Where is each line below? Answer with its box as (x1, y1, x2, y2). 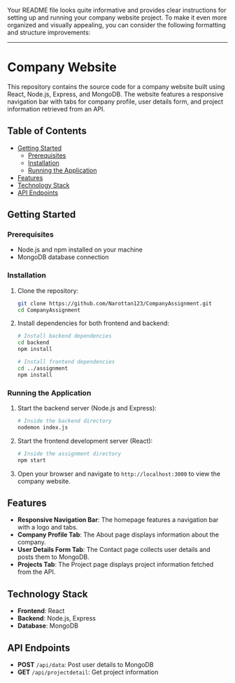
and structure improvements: (7, 28, 91, 36)
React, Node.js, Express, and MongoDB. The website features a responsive (7, 90, 224, 98)
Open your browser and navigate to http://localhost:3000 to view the (17, 469, 221, 478)
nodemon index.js (17, 424, 69, 431)
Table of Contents (7, 125, 87, 137)
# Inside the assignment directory (17, 450, 122, 457)
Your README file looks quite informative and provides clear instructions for (7, 6, 227, 14)
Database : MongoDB (17, 621, 79, 630)
